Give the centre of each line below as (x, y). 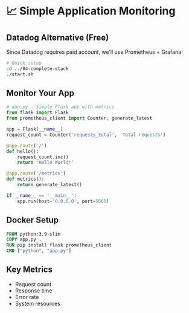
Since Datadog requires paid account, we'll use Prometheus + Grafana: (94, 52)
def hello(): (23, 151)
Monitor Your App (40, 93)
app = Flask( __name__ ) (35, 129)
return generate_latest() (50, 185)
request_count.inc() (43, 157)
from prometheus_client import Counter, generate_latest (79, 118)
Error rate (27, 297)
